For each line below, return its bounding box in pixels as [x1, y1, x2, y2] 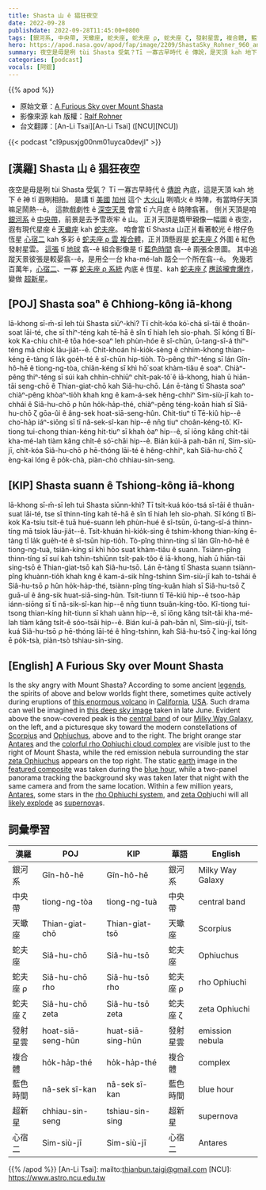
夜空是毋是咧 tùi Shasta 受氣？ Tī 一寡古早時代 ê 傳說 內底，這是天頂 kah [8, 184, 245, 194]
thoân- [228, 319, 251, 328]
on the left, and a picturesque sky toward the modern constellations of [8, 723, 237, 731]
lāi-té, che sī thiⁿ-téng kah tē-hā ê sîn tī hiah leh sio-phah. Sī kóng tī [24, 328, 245, 337]
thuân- [233, 501, 255, 510]
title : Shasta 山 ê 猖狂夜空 [8, 11, 99, 20]
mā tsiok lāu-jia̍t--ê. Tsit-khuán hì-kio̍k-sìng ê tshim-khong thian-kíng [22, 527, 249, 536]
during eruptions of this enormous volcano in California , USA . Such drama [8, 697, 250, 706]
